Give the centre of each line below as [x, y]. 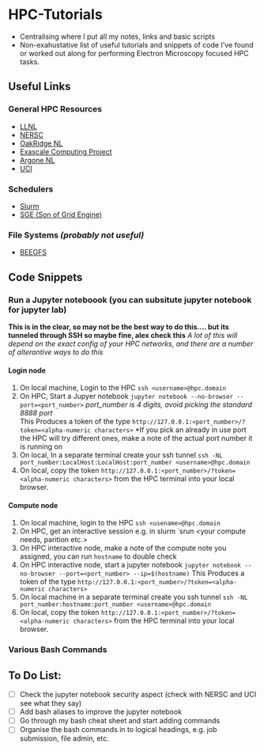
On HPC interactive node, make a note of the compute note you [123, 548]
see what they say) [51, 704]
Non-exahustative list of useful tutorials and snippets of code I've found [137, 44]
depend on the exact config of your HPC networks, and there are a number [131, 343]
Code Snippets [45, 277]
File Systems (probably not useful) [76, 235]
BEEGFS [33, 252]
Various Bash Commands [58, 650]
